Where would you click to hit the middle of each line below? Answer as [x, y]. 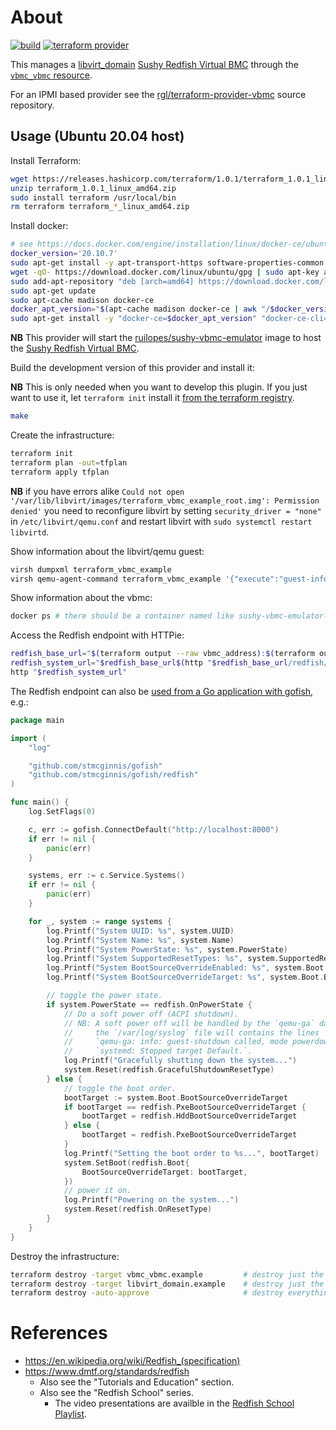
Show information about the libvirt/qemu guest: [107, 551]
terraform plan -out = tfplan [69, 462]
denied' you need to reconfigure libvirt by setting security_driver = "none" [166, 510]
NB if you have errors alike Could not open [97, 491]
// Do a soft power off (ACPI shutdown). [151, 1014]
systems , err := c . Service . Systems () [107, 876]
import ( [28, 738]
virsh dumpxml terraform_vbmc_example [91, 569]
